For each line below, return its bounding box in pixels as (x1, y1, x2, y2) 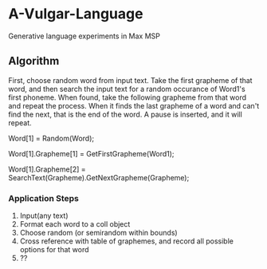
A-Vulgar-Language (8, 5, 143, 23)
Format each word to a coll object (19, 220, 131, 229)
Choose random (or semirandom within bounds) (19, 228, 178, 238)
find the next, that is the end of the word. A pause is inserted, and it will (8, 109, 243, 119)
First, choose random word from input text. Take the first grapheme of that (8, 75, 253, 85)
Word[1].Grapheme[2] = (8, 164, 86, 174)
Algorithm (8, 54, 60, 68)
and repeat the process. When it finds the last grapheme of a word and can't (8, 101, 260, 110)
